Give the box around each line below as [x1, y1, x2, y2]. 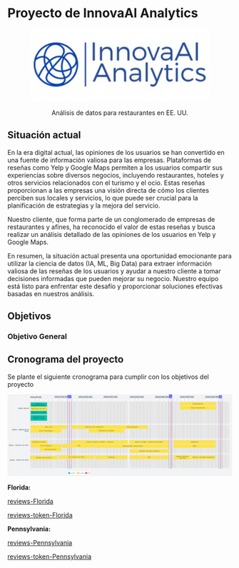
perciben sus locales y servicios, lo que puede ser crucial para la [7, 193, 198, 202]
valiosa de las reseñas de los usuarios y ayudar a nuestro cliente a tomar [7, 266, 221, 275]
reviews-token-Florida [7, 511, 73, 519]
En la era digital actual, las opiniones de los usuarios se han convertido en [7, 148, 225, 156]
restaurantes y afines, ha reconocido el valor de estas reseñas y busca [7, 223, 215, 231]
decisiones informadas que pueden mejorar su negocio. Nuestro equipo [7, 274, 219, 283]
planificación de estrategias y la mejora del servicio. [7, 201, 161, 210]
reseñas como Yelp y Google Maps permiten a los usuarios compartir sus [7, 163, 223, 172]
